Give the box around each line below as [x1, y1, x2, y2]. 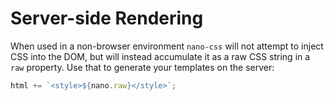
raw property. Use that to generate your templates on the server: [10, 61, 275, 73]
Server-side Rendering [10, 7, 204, 30]
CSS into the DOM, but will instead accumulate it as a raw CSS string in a [10, 50, 311, 62]
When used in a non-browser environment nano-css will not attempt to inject [10, 40, 324, 52]
